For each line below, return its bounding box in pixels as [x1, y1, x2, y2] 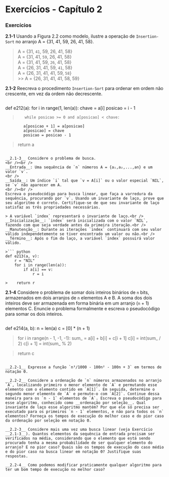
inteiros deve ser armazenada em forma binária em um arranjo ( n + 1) [5, 300, 149, 306]
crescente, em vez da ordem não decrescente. [5, 91, 103, 97]
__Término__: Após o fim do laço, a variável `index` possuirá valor [5, 236, 155, 241]
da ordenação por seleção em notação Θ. [5, 418, 92, 423]
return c [17, 350, 34, 356]
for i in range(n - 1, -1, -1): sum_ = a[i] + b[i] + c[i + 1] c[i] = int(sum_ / [17, 335, 161, 341]
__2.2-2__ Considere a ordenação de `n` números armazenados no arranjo [5, 378, 162, 383]
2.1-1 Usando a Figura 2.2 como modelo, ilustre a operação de [5, 33, 135, 39]
